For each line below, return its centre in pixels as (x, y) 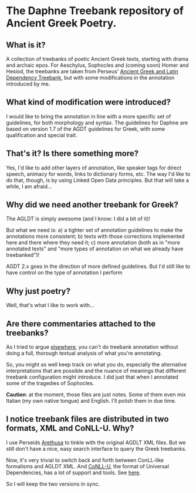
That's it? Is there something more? (72, 154)
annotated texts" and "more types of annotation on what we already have (95, 249)
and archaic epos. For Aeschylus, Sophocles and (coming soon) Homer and (97, 65)
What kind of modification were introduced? (89, 102)
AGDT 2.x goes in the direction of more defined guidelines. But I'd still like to (98, 266)
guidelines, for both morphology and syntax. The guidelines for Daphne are (97, 123)
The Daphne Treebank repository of (95, 11)
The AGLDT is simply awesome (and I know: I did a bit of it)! (78, 219)
